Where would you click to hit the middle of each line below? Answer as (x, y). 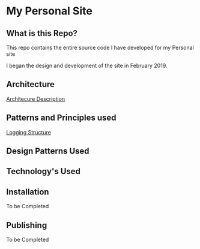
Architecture (31, 84)
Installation (28, 192)
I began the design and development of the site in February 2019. (87, 65)
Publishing (27, 225)
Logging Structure (29, 132)
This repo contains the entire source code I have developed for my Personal (100, 47)
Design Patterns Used (48, 151)
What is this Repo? (42, 33)
